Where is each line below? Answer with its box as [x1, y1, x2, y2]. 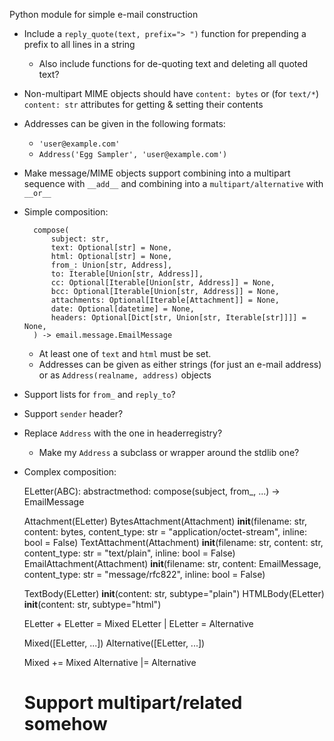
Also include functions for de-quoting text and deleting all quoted [38, 58, 309, 69]
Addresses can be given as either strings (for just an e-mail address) [38, 359, 322, 370]
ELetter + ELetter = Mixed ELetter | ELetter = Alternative [23, 618, 254, 629]
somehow [23, 713, 108, 736]
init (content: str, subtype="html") [23, 599, 162, 610]
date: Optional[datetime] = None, [50, 304, 195, 314]
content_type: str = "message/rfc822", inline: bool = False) [23, 569, 266, 580]
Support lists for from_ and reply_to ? [23, 389, 176, 400]
